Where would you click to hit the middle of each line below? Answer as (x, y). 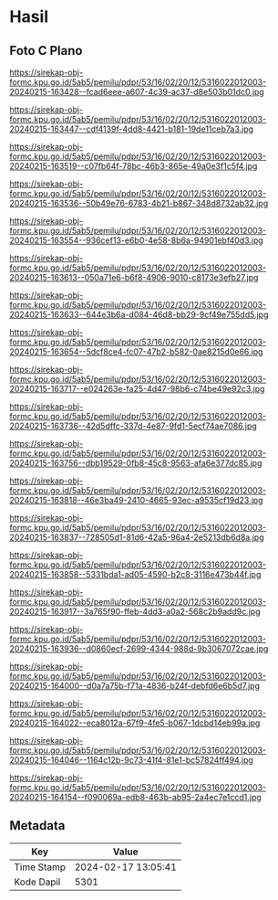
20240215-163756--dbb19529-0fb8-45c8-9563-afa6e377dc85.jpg (136, 463)
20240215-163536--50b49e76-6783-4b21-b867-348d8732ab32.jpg (139, 203)
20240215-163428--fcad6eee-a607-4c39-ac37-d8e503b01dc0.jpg (137, 92)
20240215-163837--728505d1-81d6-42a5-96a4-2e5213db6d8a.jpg (137, 537)
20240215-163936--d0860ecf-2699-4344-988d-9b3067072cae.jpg (139, 649)
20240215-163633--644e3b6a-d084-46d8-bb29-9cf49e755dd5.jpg (139, 314)
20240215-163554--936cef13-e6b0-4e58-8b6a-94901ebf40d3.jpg (137, 240)
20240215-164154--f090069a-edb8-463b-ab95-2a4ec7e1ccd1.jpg (135, 797)
